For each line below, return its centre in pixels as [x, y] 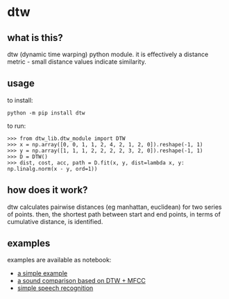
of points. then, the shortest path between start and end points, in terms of [114, 214]
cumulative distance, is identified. [55, 221]
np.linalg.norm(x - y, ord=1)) [52, 169]
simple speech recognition [55, 288]
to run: [17, 126]
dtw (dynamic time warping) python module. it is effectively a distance [108, 54]
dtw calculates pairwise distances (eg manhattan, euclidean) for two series [114, 207]
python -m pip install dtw [46, 113]
